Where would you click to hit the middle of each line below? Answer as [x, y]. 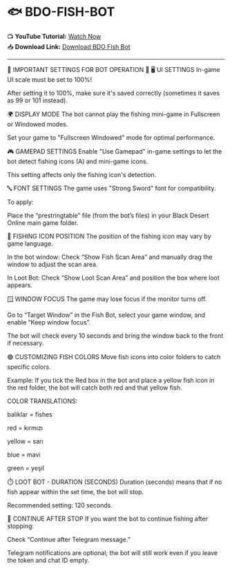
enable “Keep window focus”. [49, 322]
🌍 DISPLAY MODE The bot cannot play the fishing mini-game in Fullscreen [114, 114]
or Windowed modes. [38, 124]
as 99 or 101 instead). [37, 100]
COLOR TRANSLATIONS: [42, 401]
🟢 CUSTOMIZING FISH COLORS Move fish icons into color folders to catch [114, 356]
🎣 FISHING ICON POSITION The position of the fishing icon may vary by [109, 236]
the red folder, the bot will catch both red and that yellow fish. [95, 388]
